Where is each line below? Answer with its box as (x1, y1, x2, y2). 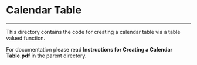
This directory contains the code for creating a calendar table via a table (6, 28, 181, 35)
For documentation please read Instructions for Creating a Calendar (6, 46, 173, 53)
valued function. (6, 35, 46, 42)
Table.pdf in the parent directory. (6, 52, 87, 59)
